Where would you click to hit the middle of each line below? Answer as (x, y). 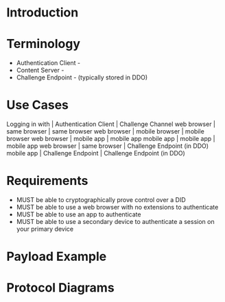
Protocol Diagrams (60, 288)
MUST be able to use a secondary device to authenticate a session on (115, 222)
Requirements (47, 181)
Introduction (43, 13)
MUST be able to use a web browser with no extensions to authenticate (117, 207)
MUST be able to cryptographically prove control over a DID (101, 200)
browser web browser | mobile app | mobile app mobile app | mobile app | (111, 139)
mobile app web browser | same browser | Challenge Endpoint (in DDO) (108, 146)
